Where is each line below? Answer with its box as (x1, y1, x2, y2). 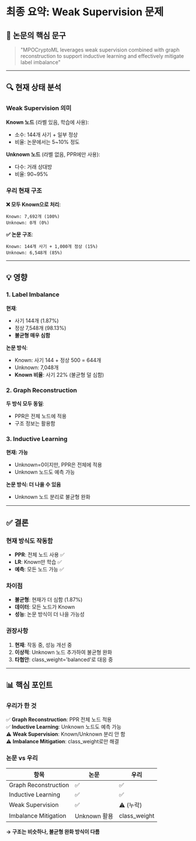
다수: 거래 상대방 (14, 163, 52, 170)
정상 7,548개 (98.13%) (14, 324, 66, 331)
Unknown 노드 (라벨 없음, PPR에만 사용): (6, 150, 100, 158)
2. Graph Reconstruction (6, 386, 78, 394)
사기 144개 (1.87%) (14, 317, 60, 324)
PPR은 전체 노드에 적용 (14, 412, 67, 419)
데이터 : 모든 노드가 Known (14, 604, 75, 611)
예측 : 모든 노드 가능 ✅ (14, 566, 64, 573)
